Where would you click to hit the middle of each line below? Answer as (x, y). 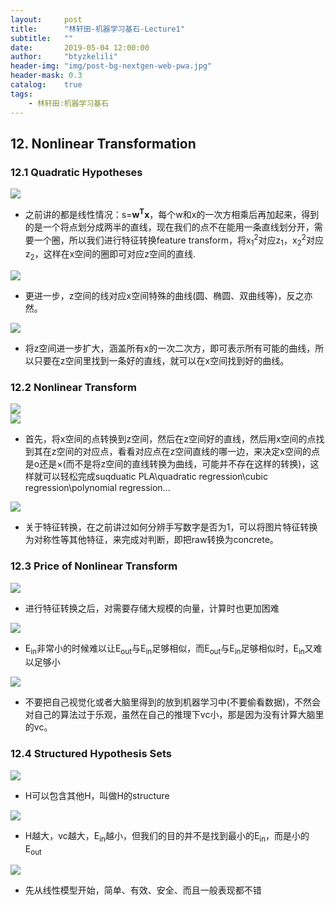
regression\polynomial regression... (97, 488)
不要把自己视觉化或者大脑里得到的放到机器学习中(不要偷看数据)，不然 (168, 702)
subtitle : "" (42, 38)
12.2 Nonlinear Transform (73, 388)
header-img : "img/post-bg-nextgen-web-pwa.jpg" (111, 66)
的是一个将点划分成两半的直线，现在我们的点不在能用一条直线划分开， (169, 227)
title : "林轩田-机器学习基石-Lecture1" (97, 29)
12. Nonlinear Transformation (103, 143)
